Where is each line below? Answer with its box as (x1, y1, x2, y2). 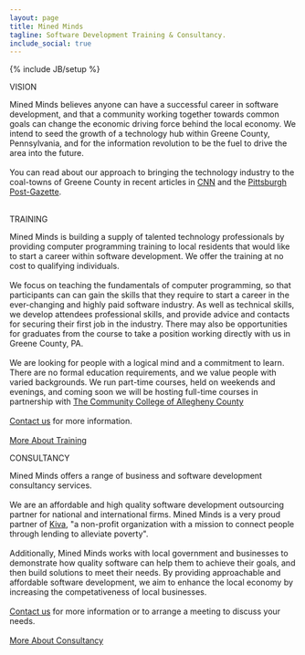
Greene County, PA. (9, 338, 84, 349)
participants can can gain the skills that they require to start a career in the (9, 289, 290, 301)
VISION (9, 81, 37, 92)
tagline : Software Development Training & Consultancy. (9, 30, 226, 39)
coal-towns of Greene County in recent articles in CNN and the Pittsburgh (9, 177, 288, 188)
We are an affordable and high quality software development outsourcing (9, 499, 285, 511)
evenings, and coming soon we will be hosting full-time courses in (9, 387, 258, 398)
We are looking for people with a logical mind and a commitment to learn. (9, 358, 285, 369)
